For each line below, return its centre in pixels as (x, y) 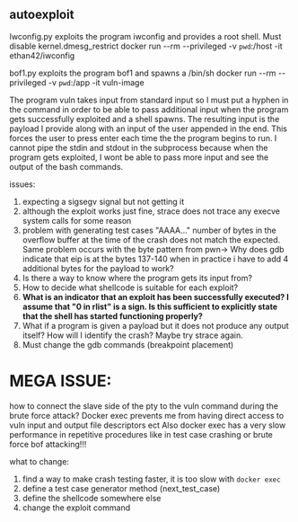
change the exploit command (76, 508)
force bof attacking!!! (48, 444)
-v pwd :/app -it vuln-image (96, 82)
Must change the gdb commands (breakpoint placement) (128, 344)
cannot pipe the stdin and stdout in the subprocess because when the (139, 147)
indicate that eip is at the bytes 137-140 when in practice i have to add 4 (155, 259)
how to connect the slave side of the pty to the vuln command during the (144, 406)
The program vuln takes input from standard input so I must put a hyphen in (149, 100)
